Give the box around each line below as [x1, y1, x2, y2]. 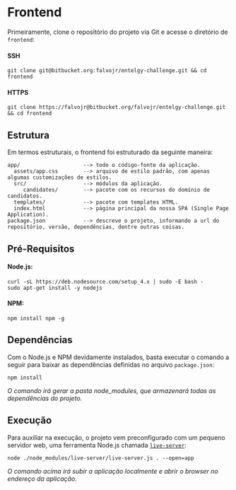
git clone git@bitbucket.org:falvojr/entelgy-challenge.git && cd [7, 67, 207, 74]
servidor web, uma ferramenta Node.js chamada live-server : [7, 441, 187, 449]
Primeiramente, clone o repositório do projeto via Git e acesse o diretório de [7, 28, 228, 36]
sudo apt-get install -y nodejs [7, 284, 102, 291]
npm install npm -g [7, 315, 65, 322]
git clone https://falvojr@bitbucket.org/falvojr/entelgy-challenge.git [7, 104, 226, 111]
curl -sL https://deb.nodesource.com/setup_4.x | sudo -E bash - [7, 278, 203, 285]
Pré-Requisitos [7, 243, 75, 255]
